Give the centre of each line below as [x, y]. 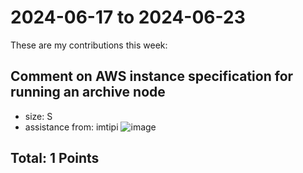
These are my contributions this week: [89, 45]
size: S [38, 116]
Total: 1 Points [55, 158]
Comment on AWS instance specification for [152, 76]
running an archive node [88, 92]
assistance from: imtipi [71, 127]
